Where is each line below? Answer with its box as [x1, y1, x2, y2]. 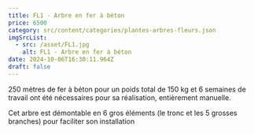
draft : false [8, 63, 51, 71]
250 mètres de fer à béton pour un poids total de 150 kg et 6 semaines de [8, 84, 246, 94]
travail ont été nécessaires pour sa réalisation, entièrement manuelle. [8, 92, 232, 102]
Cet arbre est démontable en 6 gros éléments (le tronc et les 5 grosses [8, 108, 237, 117]
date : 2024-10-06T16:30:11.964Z [8, 56, 114, 64]
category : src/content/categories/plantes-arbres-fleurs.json [8, 26, 216, 34]
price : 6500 [8, 19, 47, 27]
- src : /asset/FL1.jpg [15, 41, 90, 49]
